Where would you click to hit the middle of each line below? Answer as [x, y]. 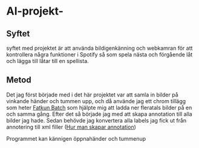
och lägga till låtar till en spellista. [47, 61]
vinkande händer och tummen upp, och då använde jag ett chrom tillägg [96, 101]
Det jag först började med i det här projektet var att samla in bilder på [92, 95]
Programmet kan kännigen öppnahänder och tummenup [76, 138]
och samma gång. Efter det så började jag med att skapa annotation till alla [99, 114]
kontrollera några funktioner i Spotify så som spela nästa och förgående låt [99, 55]
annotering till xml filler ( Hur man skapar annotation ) [71, 127]
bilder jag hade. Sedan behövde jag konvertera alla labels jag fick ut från [96, 120]
